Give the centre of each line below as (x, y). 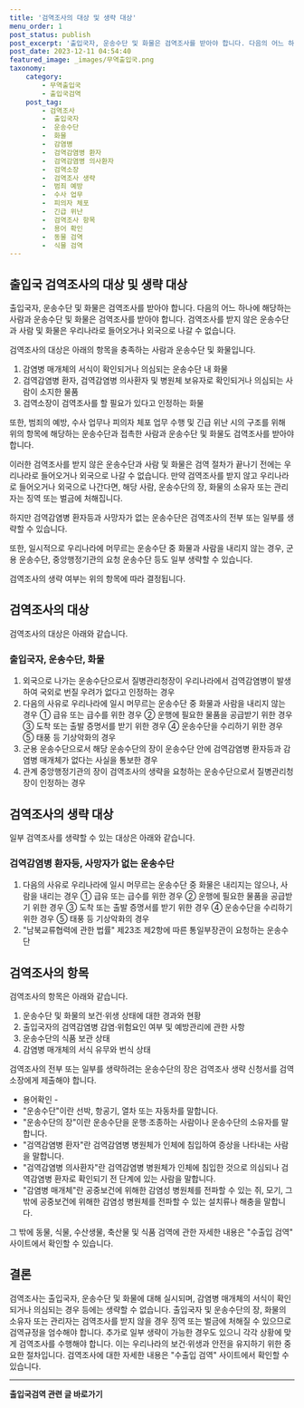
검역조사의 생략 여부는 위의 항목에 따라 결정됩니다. (98, 579)
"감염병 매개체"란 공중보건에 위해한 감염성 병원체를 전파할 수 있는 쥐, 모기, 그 (157, 1190)
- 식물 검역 (62, 246)
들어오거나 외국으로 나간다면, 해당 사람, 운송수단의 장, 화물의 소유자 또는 (145, 487)
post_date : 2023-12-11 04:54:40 (70, 52)
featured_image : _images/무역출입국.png (82, 60)
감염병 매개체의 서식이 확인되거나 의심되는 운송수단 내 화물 (125, 369)
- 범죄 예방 (62, 187)
